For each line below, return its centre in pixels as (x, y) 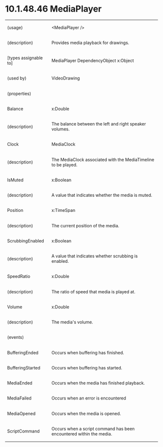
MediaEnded (20, 383)
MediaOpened (21, 414)
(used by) (17, 78)
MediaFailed (19, 398)
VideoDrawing (66, 78)
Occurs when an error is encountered (89, 398)
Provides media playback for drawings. (90, 43)
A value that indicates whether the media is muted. (102, 195)
